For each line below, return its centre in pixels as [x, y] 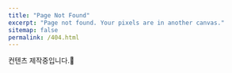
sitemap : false [33, 30]
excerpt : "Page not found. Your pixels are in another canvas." [116, 23]
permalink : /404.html [44, 37]
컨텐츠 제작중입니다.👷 [42, 60]
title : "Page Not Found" [49, 15]
